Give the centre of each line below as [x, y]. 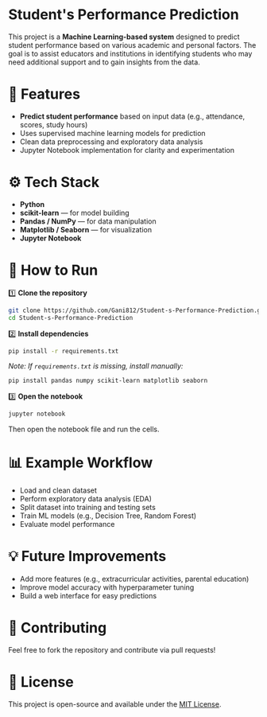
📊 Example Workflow [81, 463]
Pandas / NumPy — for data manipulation [88, 221]
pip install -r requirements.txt [64, 351]
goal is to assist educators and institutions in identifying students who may [130, 53]
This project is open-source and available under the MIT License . [115, 704]
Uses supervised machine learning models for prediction [112, 133]
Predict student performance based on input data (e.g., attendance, [132, 116]
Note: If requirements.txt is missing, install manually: [96, 366]
